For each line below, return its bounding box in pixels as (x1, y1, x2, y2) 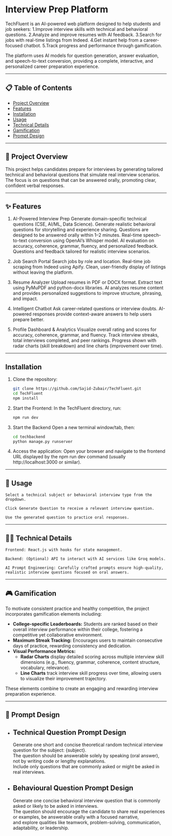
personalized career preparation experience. (5, 63, 100, 69)
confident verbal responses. (5, 182, 65, 189)
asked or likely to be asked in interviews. (12, 803, 99, 809)
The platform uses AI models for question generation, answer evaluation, (5, 52, 159, 59)
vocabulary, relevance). (20, 664, 70, 671)
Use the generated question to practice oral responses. (5, 515, 130, 520)
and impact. (12, 295, 38, 302)
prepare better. (12, 317, 45, 323)
